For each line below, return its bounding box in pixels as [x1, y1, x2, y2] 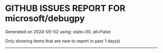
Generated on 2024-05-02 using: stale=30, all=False [5, 29, 111, 34]
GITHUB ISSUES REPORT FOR [5, 3, 126, 14]
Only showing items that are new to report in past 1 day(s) [5, 38, 120, 43]
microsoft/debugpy [5, 13, 85, 24]
